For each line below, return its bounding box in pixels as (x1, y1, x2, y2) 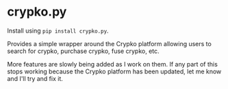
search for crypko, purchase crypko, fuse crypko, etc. (7, 47, 160, 55)
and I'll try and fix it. (7, 74, 63, 82)
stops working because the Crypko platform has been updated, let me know (7, 67, 222, 75)
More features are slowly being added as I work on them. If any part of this (7, 60, 218, 68)
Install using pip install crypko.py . (7, 26, 109, 35)
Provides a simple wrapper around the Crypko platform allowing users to (7, 39, 212, 48)
